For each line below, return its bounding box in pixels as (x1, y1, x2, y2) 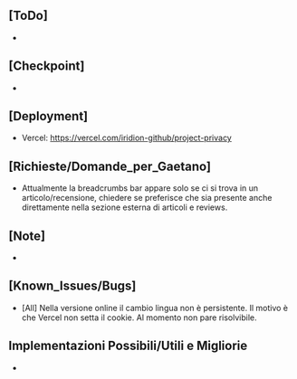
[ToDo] (8, 8, 49, 24)
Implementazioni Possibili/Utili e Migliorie (8, 338, 248, 354)
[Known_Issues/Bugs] (8, 279, 137, 294)
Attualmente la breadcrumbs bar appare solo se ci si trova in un (21, 183, 259, 194)
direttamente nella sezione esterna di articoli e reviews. (21, 202, 228, 213)
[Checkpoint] (8, 59, 85, 74)
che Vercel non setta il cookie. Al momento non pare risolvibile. (21, 312, 257, 323)
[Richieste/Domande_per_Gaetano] (8, 158, 212, 174)
